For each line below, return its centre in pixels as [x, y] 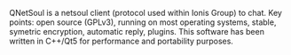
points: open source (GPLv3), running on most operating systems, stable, [143, 22]
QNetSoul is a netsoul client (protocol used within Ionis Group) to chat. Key [145, 13]
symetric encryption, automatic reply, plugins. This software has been [137, 31]
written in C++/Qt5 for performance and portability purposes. [121, 41]
